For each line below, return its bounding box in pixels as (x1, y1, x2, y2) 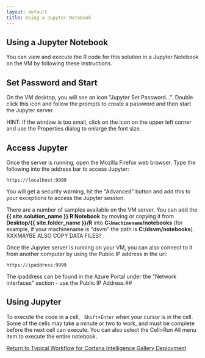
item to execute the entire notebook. (6, 332, 98, 340)
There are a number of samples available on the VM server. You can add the (6, 206, 198, 213)
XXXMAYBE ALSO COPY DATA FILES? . (6, 232, 105, 239)
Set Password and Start (6, 77, 98, 88)
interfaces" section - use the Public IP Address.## (6, 279, 132, 287)
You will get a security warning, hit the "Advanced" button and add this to (6, 187, 191, 195)
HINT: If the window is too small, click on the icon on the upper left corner (6, 118, 192, 126)
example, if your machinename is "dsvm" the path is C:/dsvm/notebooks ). (6, 225, 195, 232)
